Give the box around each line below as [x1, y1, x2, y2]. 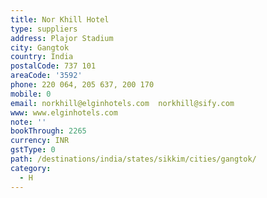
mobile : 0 [10, 89, 52, 99]
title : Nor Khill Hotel [10, 14, 110, 25]
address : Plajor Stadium [10, 33, 114, 43]
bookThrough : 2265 [10, 126, 87, 136]
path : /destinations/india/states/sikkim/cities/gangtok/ [10, 154, 257, 164]
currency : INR [10, 136, 70, 146]
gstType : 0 [10, 145, 56, 155]
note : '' [10, 117, 47, 127]
